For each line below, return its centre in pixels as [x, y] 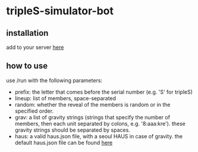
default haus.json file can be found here [64, 142]
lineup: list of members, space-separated [65, 98]
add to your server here [35, 47]
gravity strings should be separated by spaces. [73, 130]
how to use [27, 66]
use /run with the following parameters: [54, 80]
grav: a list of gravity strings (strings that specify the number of [92, 117]
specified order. [34, 111]
